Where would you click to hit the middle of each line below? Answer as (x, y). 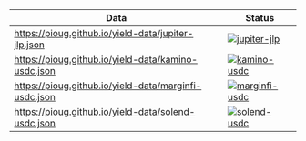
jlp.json (30, 45)
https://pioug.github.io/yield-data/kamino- (106, 60)
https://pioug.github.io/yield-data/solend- (105, 111)
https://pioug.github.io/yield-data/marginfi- (108, 86)
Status (260, 18)
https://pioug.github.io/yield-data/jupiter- (104, 33)
